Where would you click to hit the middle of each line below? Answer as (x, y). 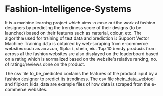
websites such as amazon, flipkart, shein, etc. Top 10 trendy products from (80, 48)
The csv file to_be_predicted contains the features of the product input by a (81, 73)
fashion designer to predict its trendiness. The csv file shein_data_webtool (80, 79)
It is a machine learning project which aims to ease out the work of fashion (80, 23)
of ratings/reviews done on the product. (45, 64)
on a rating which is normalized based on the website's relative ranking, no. (81, 59)
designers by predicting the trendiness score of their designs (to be (73, 27)
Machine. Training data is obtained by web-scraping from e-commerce (77, 43)
